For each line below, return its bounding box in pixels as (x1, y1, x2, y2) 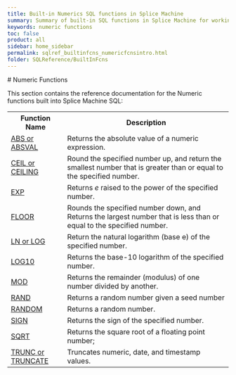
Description (126, 117, 166, 127)
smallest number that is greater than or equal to (67, 163, 223, 172)
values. (67, 356, 91, 366)
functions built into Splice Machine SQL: (7, 96, 124, 105)
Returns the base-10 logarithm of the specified (67, 252, 224, 262)
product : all (7, 37, 46, 44)
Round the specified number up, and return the (67, 153, 222, 163)
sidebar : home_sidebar (7, 43, 74, 50)
